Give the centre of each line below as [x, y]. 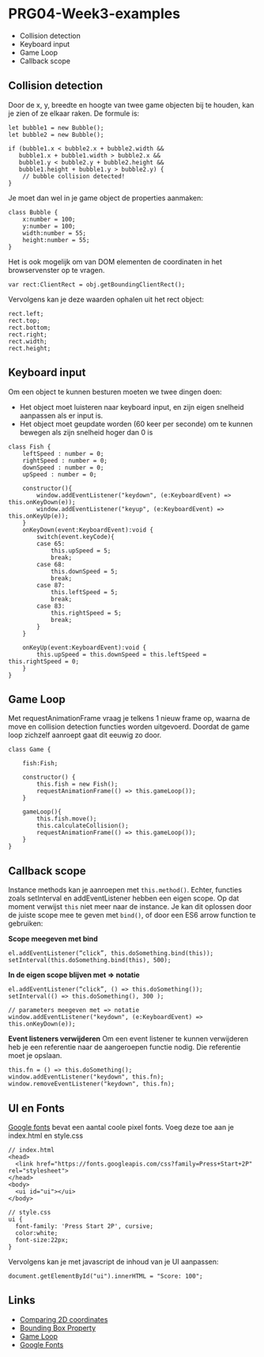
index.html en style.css [46, 1135]
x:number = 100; [49, 219]
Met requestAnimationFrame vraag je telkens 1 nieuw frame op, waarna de [129, 718]
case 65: [51, 544]
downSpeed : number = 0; [63, 468]
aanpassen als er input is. [61, 415]
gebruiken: [26, 923]
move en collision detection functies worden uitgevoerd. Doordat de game [129, 727]
